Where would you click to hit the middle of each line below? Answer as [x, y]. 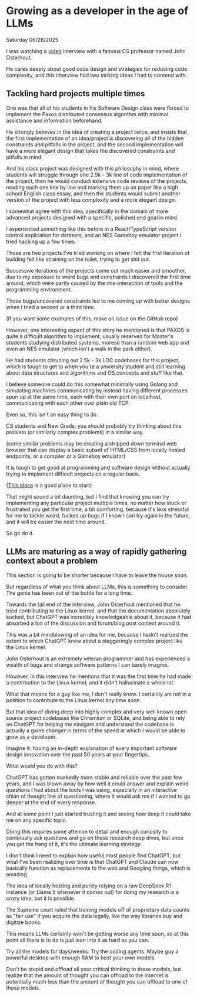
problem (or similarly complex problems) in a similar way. [75, 432]
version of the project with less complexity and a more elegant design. [91, 199]
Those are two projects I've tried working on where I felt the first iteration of [98, 253]
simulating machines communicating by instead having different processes [97, 390]
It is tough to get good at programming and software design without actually [98, 467]
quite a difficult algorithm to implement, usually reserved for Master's [90, 336]
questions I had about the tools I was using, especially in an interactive [92, 789]
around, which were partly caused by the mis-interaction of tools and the [95, 283]
